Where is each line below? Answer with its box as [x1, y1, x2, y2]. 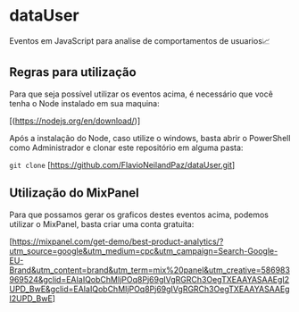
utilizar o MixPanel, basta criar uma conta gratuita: [9, 218, 195, 229]
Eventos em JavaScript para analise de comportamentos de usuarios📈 [9, 35, 270, 46]
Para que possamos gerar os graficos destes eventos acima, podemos [9, 209, 270, 220]
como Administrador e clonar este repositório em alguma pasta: [9, 142, 244, 153]
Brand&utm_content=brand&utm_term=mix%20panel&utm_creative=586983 [9, 265, 290, 275]
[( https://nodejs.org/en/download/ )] [9, 115, 141, 126]
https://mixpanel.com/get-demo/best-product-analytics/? [12, 236, 224, 247]
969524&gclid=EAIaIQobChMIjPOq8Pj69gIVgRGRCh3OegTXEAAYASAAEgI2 [9, 274, 290, 284]
